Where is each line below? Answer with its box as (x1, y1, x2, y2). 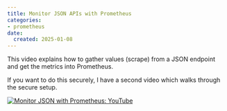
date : (7, 29, 23, 37)
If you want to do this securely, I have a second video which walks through (7, 76, 221, 84)
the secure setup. (7, 83, 58, 92)
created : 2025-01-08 (13, 36, 73, 43)
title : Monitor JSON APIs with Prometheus (7, 10, 132, 17)
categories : (7, 17, 42, 24)
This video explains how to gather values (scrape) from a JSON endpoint (7, 55, 215, 63)
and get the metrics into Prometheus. (7, 62, 113, 71)
